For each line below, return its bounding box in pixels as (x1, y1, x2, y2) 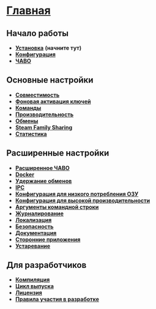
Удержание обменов (15, 177, 72, 184)
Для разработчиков (6, 260, 87, 270)
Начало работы (6, 28, 69, 39)
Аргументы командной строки (15, 203, 99, 210)
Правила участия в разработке (15, 296, 99, 303)
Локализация (15, 216, 52, 223)
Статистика (15, 130, 47, 138)
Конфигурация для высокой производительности (15, 196, 150, 204)
